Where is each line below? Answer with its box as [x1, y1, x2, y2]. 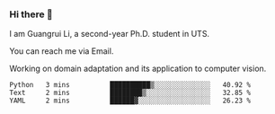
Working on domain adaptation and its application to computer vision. [9, 63, 267, 75]
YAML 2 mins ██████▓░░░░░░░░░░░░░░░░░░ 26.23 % [9, 96, 252, 106]
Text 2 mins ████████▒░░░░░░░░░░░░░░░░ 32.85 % [9, 89, 252, 98]
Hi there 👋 [9, 8, 54, 21]
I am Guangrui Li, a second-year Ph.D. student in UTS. [9, 29, 209, 39]
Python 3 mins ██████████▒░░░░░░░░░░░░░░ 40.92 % [9, 81, 252, 90]
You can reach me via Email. [9, 46, 114, 57]
